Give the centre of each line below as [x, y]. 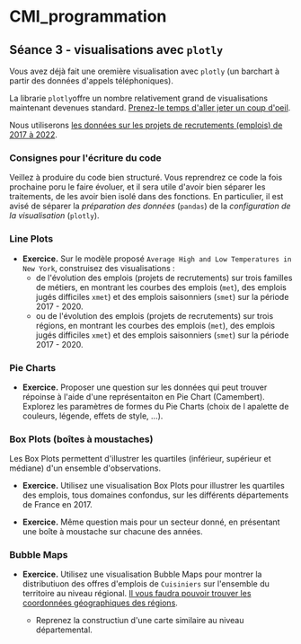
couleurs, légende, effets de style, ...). [93, 416]
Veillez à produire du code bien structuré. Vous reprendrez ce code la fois [146, 178]
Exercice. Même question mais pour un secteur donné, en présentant [151, 522]
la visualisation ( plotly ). [55, 216]
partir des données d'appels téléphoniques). [91, 81]
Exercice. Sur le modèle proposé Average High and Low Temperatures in [157, 259]
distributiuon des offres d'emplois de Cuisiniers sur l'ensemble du [146, 584]
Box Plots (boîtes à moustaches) [81, 439]
